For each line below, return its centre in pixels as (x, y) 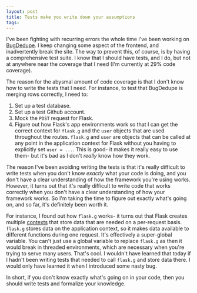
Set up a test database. (43, 106)
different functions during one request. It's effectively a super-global (89, 235)
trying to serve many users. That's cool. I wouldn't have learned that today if (98, 254)
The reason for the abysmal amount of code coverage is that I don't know (95, 82)
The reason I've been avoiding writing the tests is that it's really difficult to (96, 167)
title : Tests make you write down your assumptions (71, 17)
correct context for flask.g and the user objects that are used (89, 131)
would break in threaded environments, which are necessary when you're (95, 247)
